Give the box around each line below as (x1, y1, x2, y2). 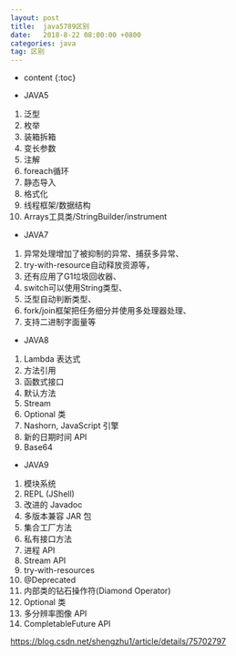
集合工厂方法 (23, 522, 72, 533)
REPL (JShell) (23, 488, 76, 499)
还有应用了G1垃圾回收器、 (23, 271, 121, 282)
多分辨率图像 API (23, 608, 87, 620)
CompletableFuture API (23, 619, 111, 630)
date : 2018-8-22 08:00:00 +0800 (10, 30, 142, 39)
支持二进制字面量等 (23, 316, 97, 328)
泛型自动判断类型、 (23, 293, 97, 305)
